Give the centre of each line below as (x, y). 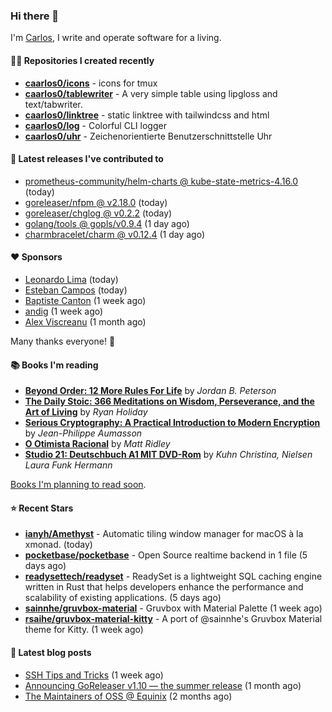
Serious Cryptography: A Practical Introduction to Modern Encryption (172, 423)
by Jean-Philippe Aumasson (83, 433)
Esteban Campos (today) (76, 290)
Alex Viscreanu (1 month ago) (85, 321)
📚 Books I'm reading (54, 365)
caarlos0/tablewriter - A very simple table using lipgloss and (151, 93)
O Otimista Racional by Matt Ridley (97, 444)
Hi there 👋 (35, 16)
